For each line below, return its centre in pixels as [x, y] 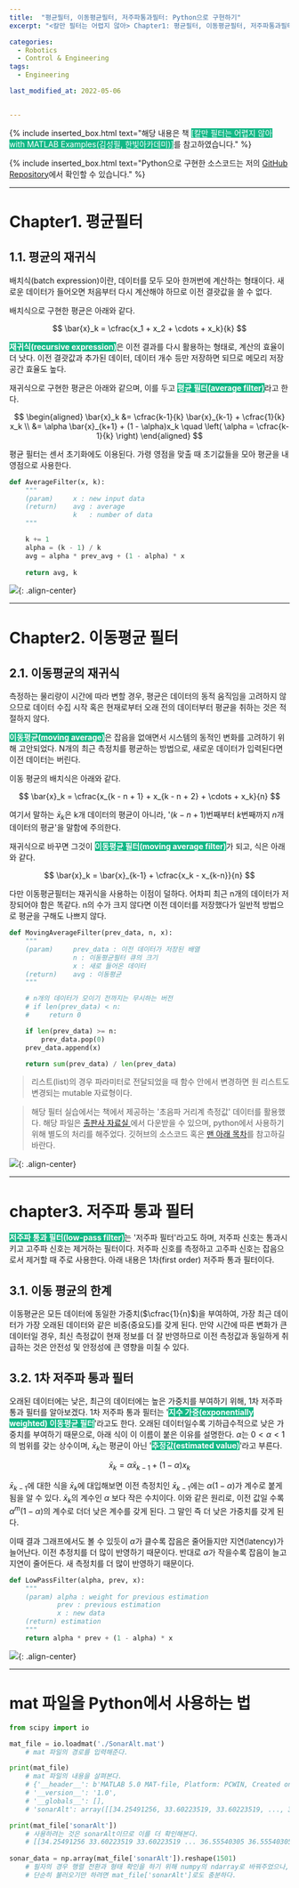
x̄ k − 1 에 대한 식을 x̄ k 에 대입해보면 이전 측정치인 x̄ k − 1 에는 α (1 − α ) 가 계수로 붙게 [146, 1486]
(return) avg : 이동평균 [73, 974]
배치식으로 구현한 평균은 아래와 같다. [72, 310]
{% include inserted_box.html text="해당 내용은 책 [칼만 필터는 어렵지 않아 [141, 133]
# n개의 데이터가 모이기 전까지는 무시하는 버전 [99, 999]
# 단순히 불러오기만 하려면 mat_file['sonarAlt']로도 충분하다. [131, 1875]
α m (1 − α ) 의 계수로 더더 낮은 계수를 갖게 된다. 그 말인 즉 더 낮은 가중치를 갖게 [142, 1510]
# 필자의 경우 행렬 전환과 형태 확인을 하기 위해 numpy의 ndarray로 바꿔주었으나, [157, 1867]
